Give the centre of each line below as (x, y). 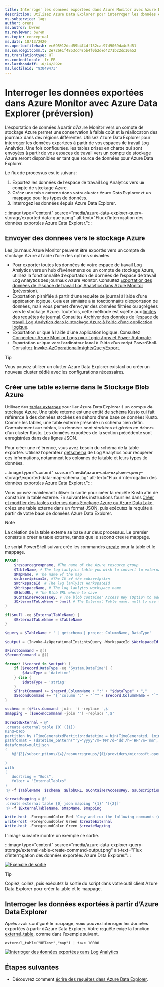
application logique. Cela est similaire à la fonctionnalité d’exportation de (85, 301)
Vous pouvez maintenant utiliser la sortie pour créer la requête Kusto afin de (82, 492)
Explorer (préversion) (49, 114)
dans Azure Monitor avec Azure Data (81, 103)
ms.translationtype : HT (29, 55)
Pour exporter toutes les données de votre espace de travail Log (77, 265)
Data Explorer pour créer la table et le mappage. (53, 889)
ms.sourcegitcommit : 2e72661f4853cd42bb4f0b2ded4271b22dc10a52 (71, 50)
